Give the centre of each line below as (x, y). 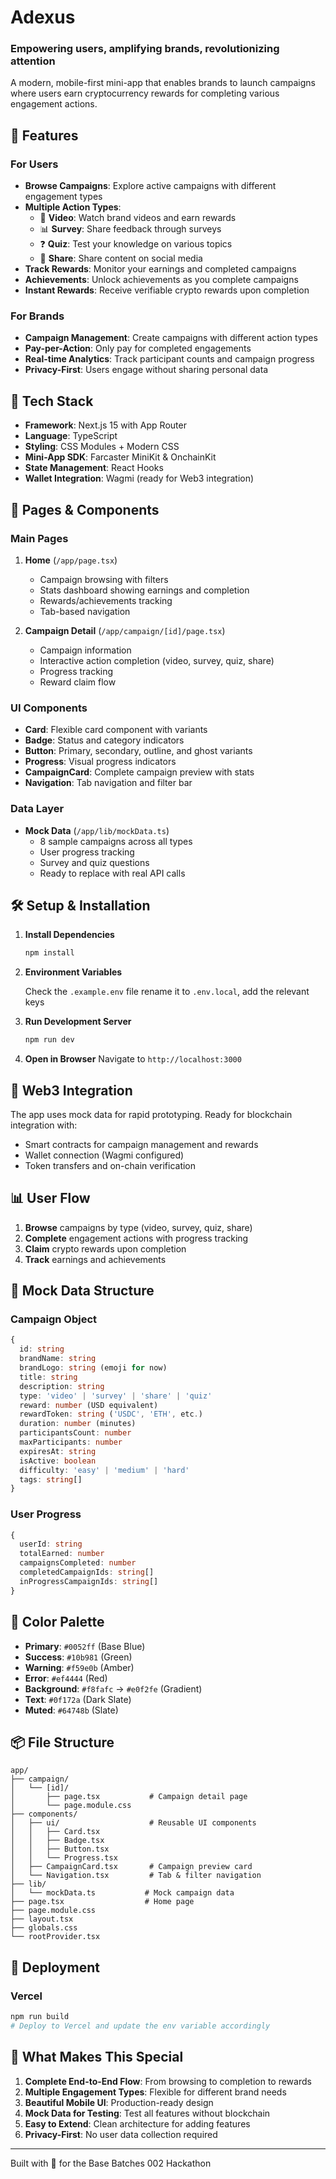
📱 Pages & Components (85, 509)
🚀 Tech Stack (52, 401)
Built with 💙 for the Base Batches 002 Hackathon (111, 2163)
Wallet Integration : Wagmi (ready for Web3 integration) (139, 478)
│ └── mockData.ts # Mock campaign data (122, 1893)
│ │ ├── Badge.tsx (57, 1841)
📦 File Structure (62, 1742)
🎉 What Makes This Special (97, 2057)
